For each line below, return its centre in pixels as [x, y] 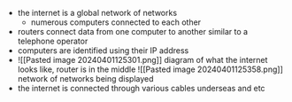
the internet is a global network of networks [97, 13]
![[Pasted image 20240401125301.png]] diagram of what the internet [142, 60]
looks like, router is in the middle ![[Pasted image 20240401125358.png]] [150, 69]
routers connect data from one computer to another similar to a [133, 31]
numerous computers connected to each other [116, 22]
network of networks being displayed [85, 78]
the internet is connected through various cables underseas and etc [141, 88]
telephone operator [53, 41]
